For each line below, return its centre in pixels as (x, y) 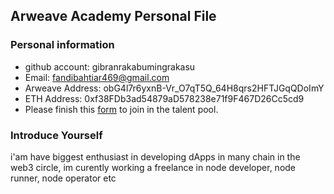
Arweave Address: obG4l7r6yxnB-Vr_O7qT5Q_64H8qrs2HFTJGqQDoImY (174, 88)
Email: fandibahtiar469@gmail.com (97, 77)
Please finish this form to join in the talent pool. (121, 109)
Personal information (62, 45)
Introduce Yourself (56, 135)
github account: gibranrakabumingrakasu (110, 66)
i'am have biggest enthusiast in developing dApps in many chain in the (155, 156)
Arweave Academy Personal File (113, 16)
